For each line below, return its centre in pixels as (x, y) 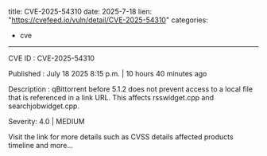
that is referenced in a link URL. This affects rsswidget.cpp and (111, 97)
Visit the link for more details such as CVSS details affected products (121, 137)
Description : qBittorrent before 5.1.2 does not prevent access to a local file (130, 89)
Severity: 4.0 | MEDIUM (46, 121)
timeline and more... (41, 145)
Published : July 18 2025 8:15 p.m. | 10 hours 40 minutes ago (108, 74)
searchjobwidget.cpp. (44, 106)
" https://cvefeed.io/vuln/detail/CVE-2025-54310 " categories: (108, 20)
